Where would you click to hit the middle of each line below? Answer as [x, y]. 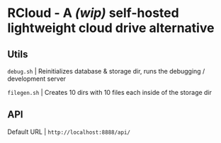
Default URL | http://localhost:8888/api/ [69, 132]
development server [36, 79]
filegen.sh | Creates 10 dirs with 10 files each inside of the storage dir [110, 92]
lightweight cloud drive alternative [111, 28]
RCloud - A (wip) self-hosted [93, 13]
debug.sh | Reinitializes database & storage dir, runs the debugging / [106, 71]
